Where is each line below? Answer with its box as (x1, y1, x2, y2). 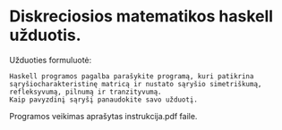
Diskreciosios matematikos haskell (9, 6, 274, 27)
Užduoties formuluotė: (9, 54, 92, 65)
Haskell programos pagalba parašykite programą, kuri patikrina (9, 71, 254, 81)
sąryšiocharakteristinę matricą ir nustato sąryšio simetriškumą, (9, 79, 262, 88)
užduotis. (9, 25, 82, 45)
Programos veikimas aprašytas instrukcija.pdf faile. (9, 110, 198, 121)
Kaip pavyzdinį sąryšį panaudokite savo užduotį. (9, 95, 199, 104)
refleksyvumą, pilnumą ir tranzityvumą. (9, 87, 163, 96)
